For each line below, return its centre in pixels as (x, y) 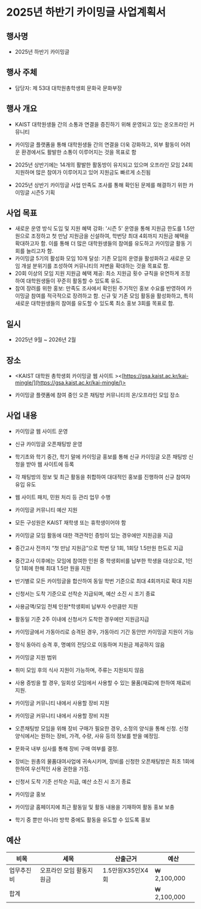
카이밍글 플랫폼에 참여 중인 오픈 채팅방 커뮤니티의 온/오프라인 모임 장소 (97, 395)
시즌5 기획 (43, 192)
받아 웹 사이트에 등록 (50, 464)
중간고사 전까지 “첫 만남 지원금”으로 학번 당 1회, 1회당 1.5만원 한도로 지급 (99, 548)
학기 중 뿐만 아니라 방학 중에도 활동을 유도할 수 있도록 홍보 (83, 819)
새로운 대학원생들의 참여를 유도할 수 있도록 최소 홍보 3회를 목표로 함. (95, 304)
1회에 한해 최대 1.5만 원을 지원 (56, 568)
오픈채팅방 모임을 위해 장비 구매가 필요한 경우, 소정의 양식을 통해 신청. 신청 (102, 728)
